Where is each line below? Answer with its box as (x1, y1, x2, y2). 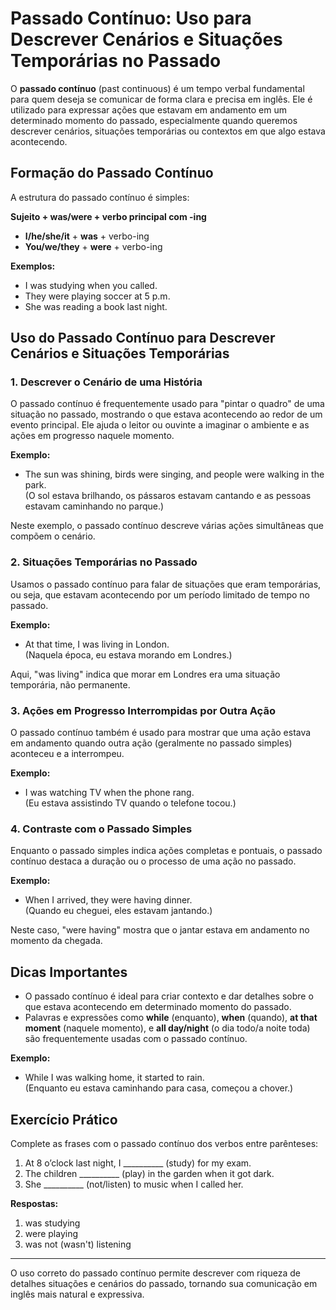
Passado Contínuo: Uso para (10, 7, 252, 30)
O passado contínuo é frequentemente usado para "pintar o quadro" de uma (10, 398, 325, 410)
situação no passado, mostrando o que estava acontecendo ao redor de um (10, 408, 323, 421)
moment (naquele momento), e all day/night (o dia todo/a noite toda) (24, 1022, 311, 1034)
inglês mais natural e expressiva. (10, 1288, 145, 1300)
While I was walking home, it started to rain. (24, 1072, 205, 1084)
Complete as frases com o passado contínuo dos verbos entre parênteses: (10, 1137, 319, 1149)
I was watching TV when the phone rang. (24, 787, 195, 799)
